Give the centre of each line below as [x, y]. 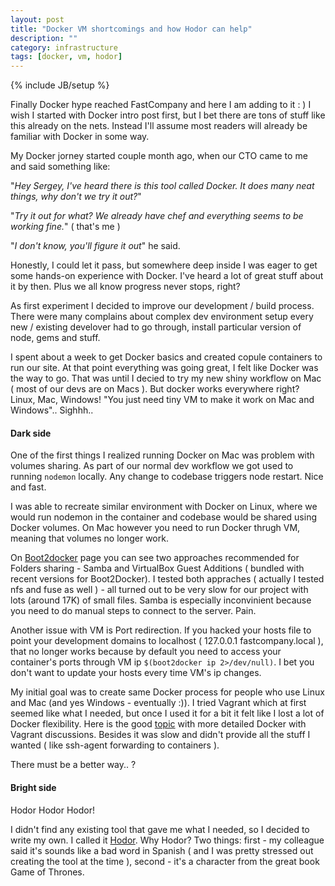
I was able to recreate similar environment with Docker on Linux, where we [164, 507]
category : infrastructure [64, 47]
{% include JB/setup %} [60, 85]
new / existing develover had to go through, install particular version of [156, 327]
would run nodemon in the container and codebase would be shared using [163, 517]
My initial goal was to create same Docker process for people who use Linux [167, 692]
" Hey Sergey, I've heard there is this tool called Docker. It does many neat [162, 186]
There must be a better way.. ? [73, 765]
